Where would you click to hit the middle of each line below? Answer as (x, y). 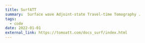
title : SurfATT (21, 10)
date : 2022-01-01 (23, 28)
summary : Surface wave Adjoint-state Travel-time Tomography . (73, 14)
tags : (11, 19)
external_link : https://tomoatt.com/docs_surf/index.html (66, 33)
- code (16, 23)
